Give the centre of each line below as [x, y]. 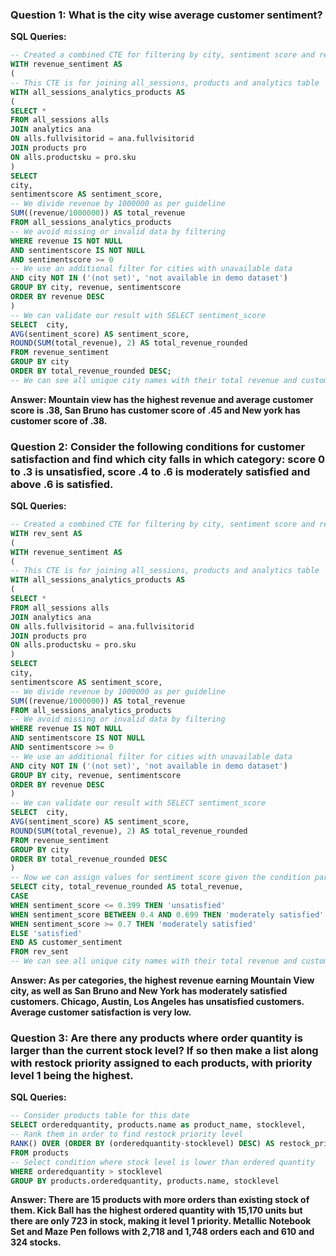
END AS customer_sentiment [66, 943]
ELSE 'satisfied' [46, 933]
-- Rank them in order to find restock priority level [127, 1134]
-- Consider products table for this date [100, 1116]
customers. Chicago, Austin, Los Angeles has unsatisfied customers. [157, 1002]
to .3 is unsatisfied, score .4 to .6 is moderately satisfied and [160, 471]
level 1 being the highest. [72, 1076]
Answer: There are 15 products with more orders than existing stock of [160, 1200]
